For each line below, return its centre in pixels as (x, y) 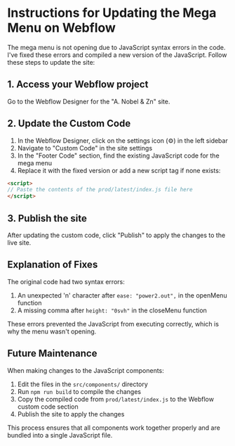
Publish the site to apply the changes (71, 414)
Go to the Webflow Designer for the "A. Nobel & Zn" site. (89, 101)
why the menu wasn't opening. (52, 331)
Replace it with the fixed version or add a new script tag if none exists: (119, 170)
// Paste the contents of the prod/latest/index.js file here (100, 190)
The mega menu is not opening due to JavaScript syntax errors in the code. (116, 47)
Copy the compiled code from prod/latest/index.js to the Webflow (115, 399)
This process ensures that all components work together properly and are (114, 428)
